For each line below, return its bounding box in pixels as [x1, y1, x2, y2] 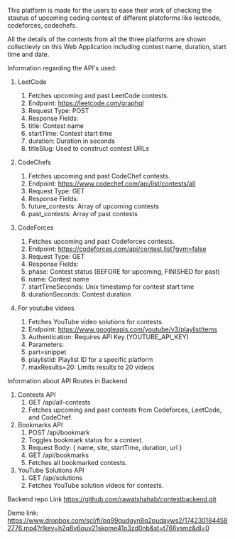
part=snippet [28, 348, 67, 356]
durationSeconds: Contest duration [28, 290, 131, 298]
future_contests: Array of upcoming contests [28, 202, 160, 210]
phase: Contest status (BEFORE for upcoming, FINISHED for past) [28, 267, 220, 276]
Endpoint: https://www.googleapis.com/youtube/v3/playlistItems [28, 325, 218, 333]
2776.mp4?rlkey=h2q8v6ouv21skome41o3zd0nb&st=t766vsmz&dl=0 [7, 524, 209, 532]
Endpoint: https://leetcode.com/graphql [28, 99, 144, 107]
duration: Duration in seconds [28, 137, 116, 145]
